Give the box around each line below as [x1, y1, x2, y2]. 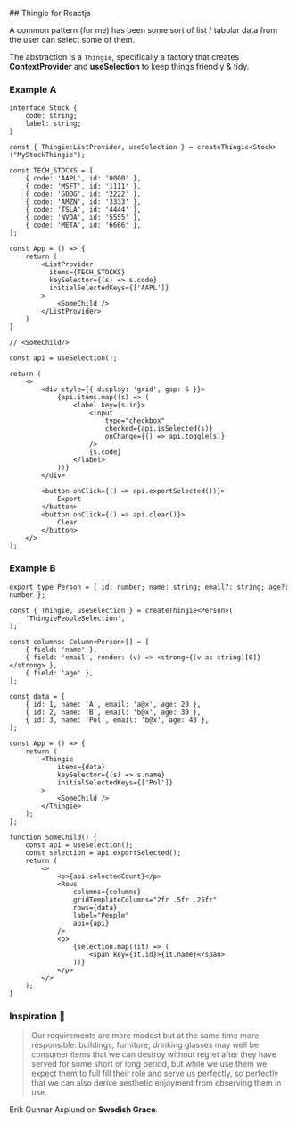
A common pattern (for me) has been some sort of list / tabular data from [9, 25, 278, 35]
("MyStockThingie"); [9, 151, 87, 160]
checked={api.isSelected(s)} [104, 424, 214, 433]
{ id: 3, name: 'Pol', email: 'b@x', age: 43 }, [25, 715, 210, 725]
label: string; [25, 120, 82, 129]
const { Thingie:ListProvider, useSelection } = [9, 143, 194, 152]
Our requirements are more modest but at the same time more [30, 1029, 260, 1040]
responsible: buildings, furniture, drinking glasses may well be [30, 1039, 260, 1050]
